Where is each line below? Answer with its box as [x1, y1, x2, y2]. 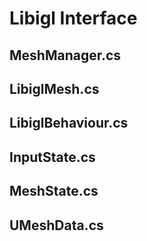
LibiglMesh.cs [9, 80, 100, 97]
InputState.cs [9, 148, 96, 166]
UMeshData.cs [9, 217, 104, 234]
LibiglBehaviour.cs [9, 115, 129, 132]
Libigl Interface [9, 7, 138, 30]
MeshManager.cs [9, 47, 122, 64]
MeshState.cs [9, 183, 99, 200]
